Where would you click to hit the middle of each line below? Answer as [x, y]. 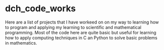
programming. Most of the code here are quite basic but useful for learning [81, 32]
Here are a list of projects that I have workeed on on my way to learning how [82, 22]
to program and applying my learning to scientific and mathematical [73, 27]
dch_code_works [40, 9]
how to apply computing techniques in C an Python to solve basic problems [81, 38]
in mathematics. [21, 43]
